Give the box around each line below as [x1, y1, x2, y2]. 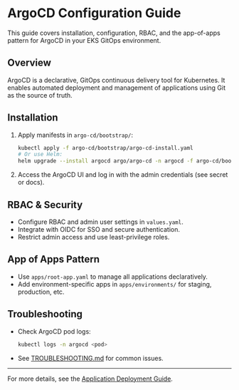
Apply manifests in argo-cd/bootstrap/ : [17, 130, 134, 139]
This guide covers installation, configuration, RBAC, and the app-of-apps [7, 29, 221, 37]
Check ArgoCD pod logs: [17, 327, 91, 336]
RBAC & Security [7, 198, 83, 211]
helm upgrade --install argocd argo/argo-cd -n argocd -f [17, 158, 193, 165]
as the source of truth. [7, 91, 73, 99]
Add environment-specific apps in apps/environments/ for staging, [17, 279, 212, 288]
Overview [7, 57, 52, 69]
